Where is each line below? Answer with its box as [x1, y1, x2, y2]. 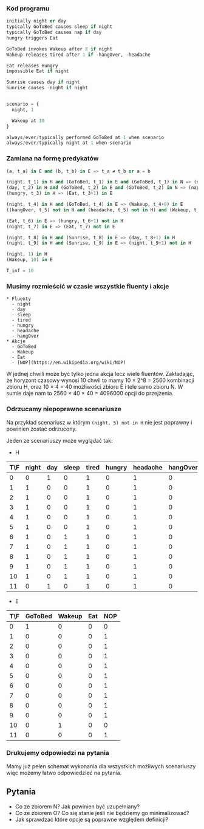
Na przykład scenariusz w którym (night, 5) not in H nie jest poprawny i [6, 418, 192, 426]
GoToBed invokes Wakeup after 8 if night [6, 46, 113, 52]
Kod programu [6, 4, 50, 13]
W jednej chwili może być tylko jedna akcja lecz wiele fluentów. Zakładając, [6, 370, 194, 378]
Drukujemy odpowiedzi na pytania [6, 749, 109, 757]
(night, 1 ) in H [6, 251, 47, 258]
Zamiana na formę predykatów [6, 154, 99, 163]
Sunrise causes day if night [6, 79, 80, 86]
